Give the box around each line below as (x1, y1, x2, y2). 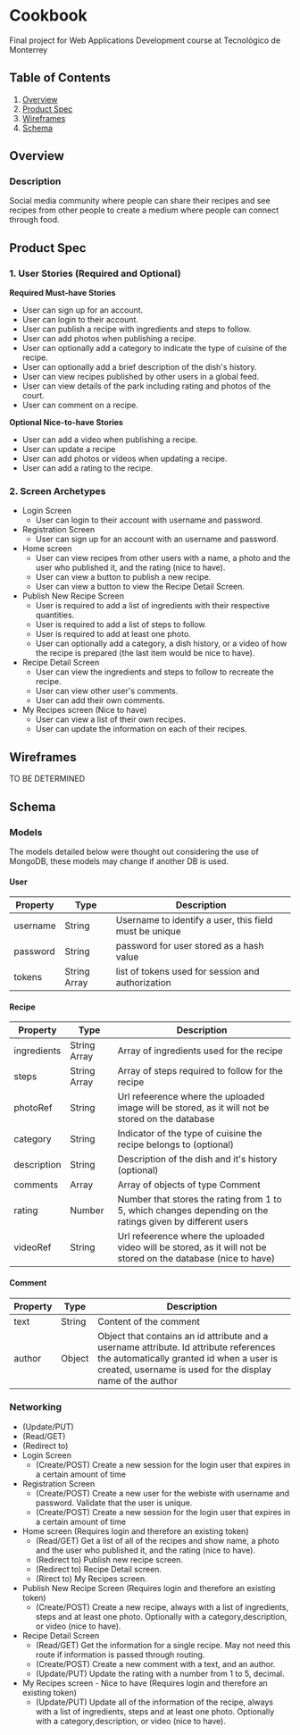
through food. (9, 214, 60, 225)
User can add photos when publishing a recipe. (21, 333, 196, 344)
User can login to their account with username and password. (35, 515, 263, 525)
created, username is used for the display (97, 1363, 272, 1376)
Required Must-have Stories (9, 288, 116, 298)
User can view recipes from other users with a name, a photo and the (35, 553, 291, 564)
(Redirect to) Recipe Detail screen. (35, 1563, 162, 1574)
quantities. (35, 609, 75, 621)
